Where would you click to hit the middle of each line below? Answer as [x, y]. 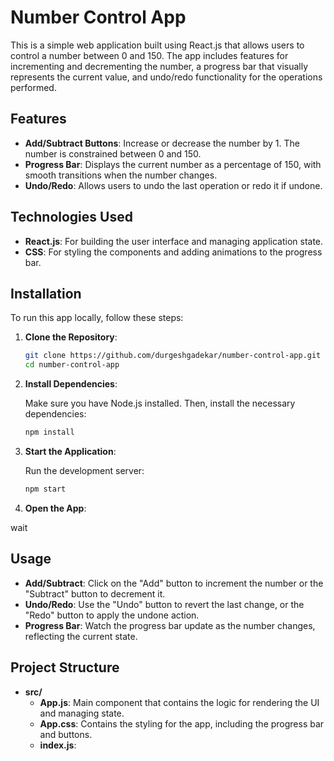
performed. [33, 87]
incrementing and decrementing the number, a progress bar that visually [159, 66]
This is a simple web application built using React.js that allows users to [157, 45]
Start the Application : [70, 451]
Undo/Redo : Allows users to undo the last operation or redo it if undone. [173, 185]
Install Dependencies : [71, 384]
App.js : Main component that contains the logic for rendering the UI [179, 702]
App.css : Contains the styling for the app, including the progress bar [182, 723]
